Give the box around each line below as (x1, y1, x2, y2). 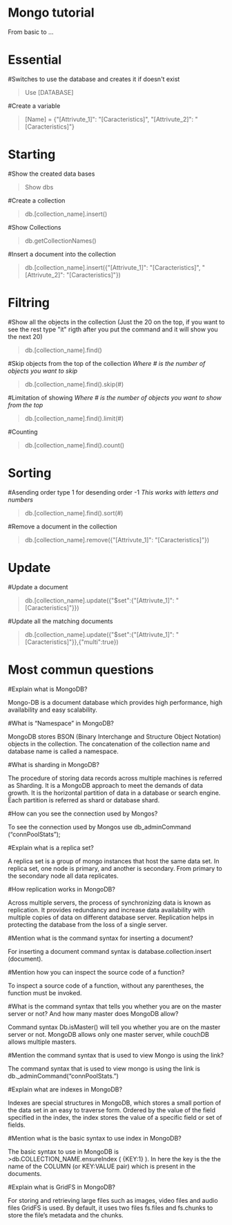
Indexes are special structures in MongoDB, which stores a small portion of (8, 1098, 222, 1107)
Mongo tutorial (8, 5, 95, 21)
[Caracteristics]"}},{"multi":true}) (24, 638, 119, 646)
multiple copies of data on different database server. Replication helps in (8, 913, 214, 921)
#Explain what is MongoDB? (8, 685, 88, 693)
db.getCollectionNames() (24, 237, 97, 245)
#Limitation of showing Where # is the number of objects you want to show (8, 393, 222, 402)
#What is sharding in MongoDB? (8, 760, 99, 768)
